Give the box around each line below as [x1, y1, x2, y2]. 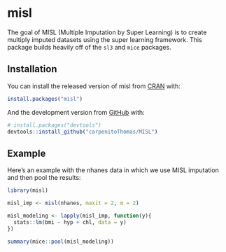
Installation [7, 63, 57, 75]
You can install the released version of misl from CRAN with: [7, 82, 181, 90]
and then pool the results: [7, 174, 81, 182]
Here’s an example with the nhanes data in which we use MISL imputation [7, 166, 219, 174]
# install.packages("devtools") [7, 121, 101, 129]
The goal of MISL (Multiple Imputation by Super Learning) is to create [7, 28, 207, 36]
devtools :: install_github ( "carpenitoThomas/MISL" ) [7, 128, 158, 135]
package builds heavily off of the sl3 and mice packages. [7, 43, 171, 51]
